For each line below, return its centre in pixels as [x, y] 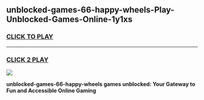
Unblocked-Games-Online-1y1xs [70, 20]
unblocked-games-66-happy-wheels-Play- [90, 10]
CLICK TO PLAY [30, 37]
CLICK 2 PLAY [27, 59]
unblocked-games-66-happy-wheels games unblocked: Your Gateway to [101, 84]
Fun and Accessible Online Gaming [51, 90]
